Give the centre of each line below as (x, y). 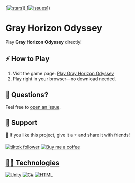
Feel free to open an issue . (33, 107)
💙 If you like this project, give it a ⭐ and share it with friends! (68, 135)
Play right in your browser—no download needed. (64, 79)
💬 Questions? (27, 95)
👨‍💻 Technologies (32, 163)
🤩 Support (21, 123)
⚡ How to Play (27, 59)
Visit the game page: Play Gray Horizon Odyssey (63, 73)
